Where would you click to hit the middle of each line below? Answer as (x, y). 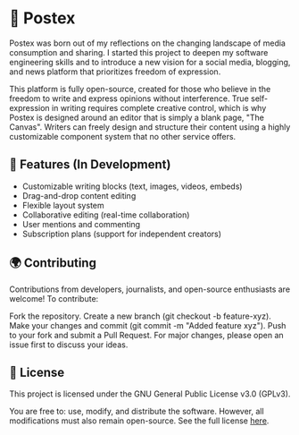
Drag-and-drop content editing (79, 195)
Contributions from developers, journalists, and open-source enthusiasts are (150, 289)
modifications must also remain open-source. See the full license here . (139, 421)
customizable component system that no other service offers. (123, 136)
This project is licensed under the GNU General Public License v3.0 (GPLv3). (150, 394)
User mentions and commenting (81, 224)
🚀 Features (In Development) (90, 165)
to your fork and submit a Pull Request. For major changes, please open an (146, 335)
